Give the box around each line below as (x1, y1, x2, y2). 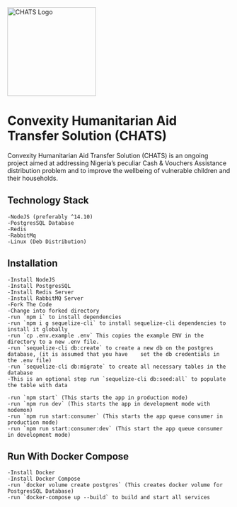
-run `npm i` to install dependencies (7, 313, 122, 321)
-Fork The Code (7, 301, 52, 308)
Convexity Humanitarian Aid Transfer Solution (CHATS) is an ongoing (7, 151, 209, 160)
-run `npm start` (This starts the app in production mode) (7, 394, 189, 401)
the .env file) (7, 357, 52, 364)
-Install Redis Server (7, 289, 74, 296)
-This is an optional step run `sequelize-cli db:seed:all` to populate (7, 375, 226, 382)
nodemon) (7, 406, 33, 413)
